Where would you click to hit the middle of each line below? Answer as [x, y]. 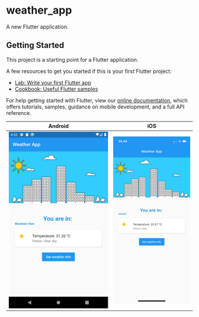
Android [59, 126]
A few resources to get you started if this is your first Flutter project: [89, 71]
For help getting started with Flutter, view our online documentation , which [97, 100]
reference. [19, 113]
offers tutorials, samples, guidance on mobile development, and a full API [95, 107]
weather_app [39, 10]
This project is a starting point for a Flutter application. [72, 59]
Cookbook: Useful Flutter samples [56, 89]
